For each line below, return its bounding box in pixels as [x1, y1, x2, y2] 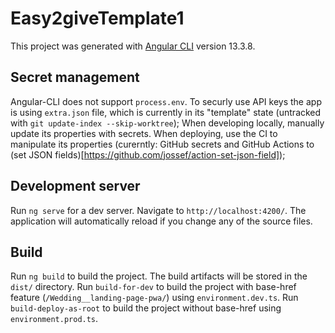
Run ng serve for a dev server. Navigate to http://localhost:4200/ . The [10, 204, 307, 216]
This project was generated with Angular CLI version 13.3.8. [10, 40, 256, 52]
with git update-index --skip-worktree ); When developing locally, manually [10, 117, 325, 129]
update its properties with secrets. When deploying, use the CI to [10, 127, 278, 139]
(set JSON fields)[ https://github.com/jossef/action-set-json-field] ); [10, 148, 286, 161]
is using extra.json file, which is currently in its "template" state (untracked [10, 106, 322, 118]
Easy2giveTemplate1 [10, 7, 185, 30]
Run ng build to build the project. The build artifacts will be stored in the [10, 270, 308, 282]
